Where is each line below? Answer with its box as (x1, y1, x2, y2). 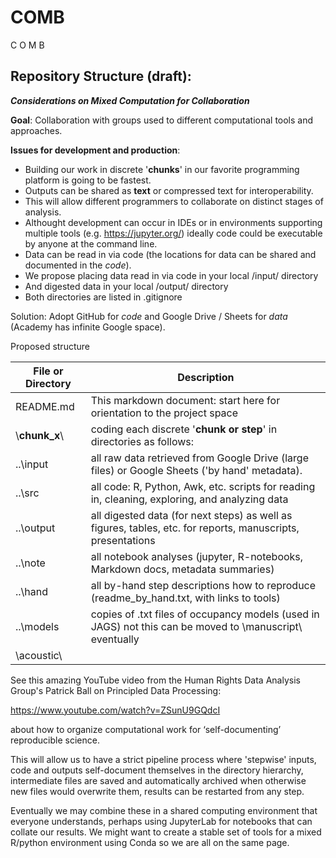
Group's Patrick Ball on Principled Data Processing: (10, 684, 222, 696)
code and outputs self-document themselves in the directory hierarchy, (10, 764, 304, 776)
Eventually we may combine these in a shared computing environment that (10, 804, 318, 816)
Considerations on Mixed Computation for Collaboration (10, 94, 250, 106)
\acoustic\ (15, 648, 63, 662)
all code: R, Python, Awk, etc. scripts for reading (90, 479, 316, 493)
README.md (15, 399, 75, 413)
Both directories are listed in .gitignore (24, 291, 183, 303)
